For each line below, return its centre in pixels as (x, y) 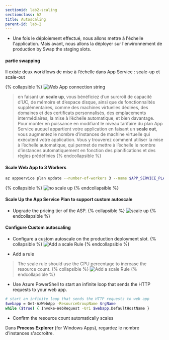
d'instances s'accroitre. (30, 333)
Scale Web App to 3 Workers (36, 168)
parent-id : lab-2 (23, 24)
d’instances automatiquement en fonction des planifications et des (87, 151)
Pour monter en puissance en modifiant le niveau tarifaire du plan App (90, 124)
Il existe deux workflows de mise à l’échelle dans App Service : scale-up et (82, 72)
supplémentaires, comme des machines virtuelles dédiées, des (83, 108)
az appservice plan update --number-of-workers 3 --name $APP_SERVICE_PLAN (86, 178)
